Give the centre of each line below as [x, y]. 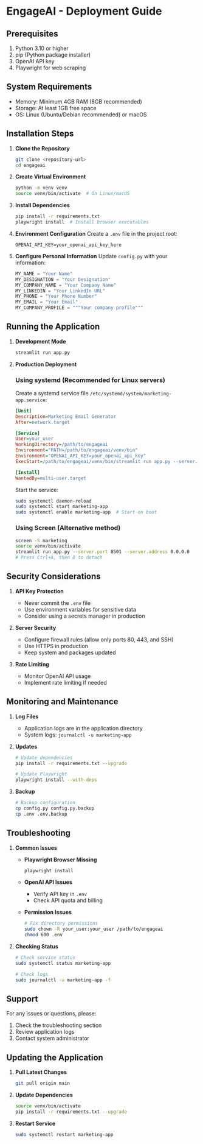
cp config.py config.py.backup [55, 808]
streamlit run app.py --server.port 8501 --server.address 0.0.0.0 [102, 552]
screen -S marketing [41, 540]
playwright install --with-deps [56, 780]
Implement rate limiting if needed [66, 682]
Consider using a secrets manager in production [84, 616]
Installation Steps [40, 134]
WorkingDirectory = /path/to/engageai [61, 445]
